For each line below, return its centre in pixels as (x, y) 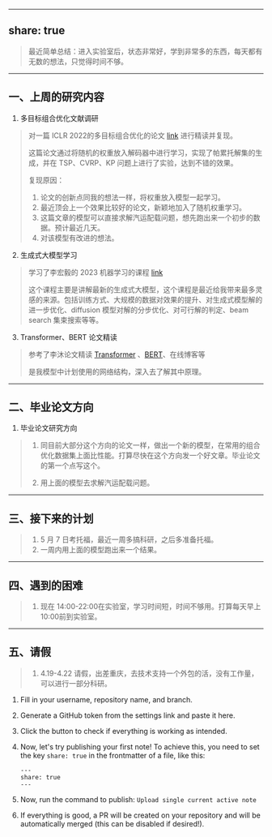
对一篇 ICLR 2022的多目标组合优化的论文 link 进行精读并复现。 (132, 135)
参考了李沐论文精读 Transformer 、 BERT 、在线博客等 (117, 354)
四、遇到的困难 (46, 585)
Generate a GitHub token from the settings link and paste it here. (127, 715)
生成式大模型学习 (49, 255)
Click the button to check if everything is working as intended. (124, 731)
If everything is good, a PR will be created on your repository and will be (140, 815)
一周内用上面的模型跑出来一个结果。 (101, 550)
